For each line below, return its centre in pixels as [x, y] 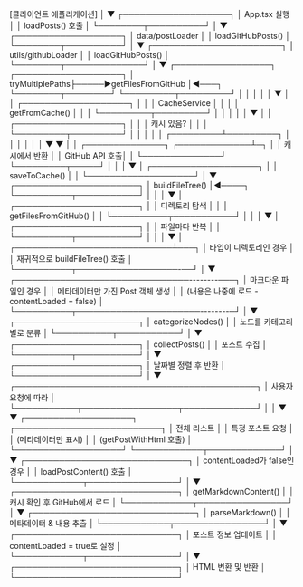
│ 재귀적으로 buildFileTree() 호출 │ [71, 259]
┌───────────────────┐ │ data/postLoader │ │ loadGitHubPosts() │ [150, 36]
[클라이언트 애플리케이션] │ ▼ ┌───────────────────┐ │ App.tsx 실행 [150, 14]
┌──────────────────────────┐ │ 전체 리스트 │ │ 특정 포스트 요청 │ [151, 428]
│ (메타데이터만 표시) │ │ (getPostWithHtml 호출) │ [101, 439]
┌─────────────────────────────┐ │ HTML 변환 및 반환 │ [138, 567]
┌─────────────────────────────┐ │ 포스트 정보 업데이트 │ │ [143, 534]
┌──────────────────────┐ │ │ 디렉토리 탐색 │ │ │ [119, 206]
